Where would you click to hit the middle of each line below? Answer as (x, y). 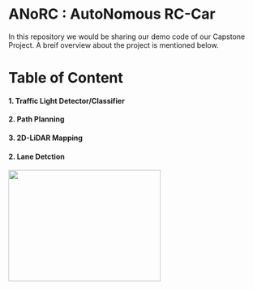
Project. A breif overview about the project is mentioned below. (114, 45)
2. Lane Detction (36, 156)
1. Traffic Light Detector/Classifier (67, 100)
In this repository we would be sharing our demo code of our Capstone (127, 36)
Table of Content (66, 78)
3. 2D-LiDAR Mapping (46, 138)
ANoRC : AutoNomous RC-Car (112, 14)
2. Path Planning (36, 119)
